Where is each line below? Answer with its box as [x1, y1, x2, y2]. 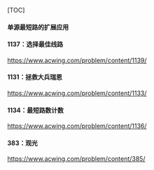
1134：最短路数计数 [7, 106, 64, 114]
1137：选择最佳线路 [7, 40, 64, 48]
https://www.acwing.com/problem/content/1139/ [7, 56, 147, 64]
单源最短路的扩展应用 [7, 22, 69, 31]
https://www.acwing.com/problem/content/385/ [7, 155, 146, 163]
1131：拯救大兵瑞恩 [7, 73, 63, 81]
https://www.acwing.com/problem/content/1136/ [7, 122, 147, 130]
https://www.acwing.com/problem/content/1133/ [7, 89, 147, 97]
